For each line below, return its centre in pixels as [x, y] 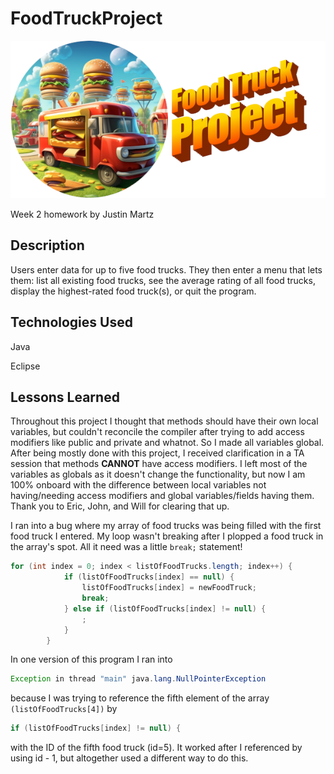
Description [47, 245]
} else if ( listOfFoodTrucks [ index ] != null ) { [165, 608]
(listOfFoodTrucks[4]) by [64, 709]
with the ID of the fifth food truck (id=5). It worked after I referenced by [156, 748]
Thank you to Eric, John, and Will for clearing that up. [120, 506]
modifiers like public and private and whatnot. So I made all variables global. [167, 443]
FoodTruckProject [86, 18]
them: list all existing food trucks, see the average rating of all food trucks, [163, 280]
